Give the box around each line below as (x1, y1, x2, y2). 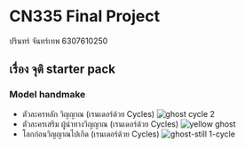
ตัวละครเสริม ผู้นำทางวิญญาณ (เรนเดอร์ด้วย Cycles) (21, 118, 179, 129)
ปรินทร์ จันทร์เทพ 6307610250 (9, 35, 108, 46)
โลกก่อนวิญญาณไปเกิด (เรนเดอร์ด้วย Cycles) (21, 129, 160, 139)
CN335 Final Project (9, 6, 161, 27)
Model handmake (9, 89, 86, 101)
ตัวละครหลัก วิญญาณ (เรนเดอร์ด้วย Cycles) (21, 108, 155, 119)
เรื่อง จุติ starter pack (9, 62, 115, 77)
